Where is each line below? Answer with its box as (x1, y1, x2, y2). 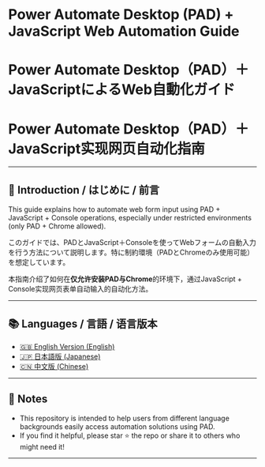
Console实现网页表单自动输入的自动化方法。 (8, 284, 153, 294)
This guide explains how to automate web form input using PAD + (8, 205, 221, 214)
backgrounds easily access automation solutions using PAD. (19, 421, 215, 431)
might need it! (19, 442, 65, 451)
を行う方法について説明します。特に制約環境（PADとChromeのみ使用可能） (8, 247, 255, 258)
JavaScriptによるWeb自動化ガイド (8, 81, 235, 99)
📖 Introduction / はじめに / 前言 (8, 183, 160, 197)
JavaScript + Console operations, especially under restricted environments (8, 213, 252, 223)
